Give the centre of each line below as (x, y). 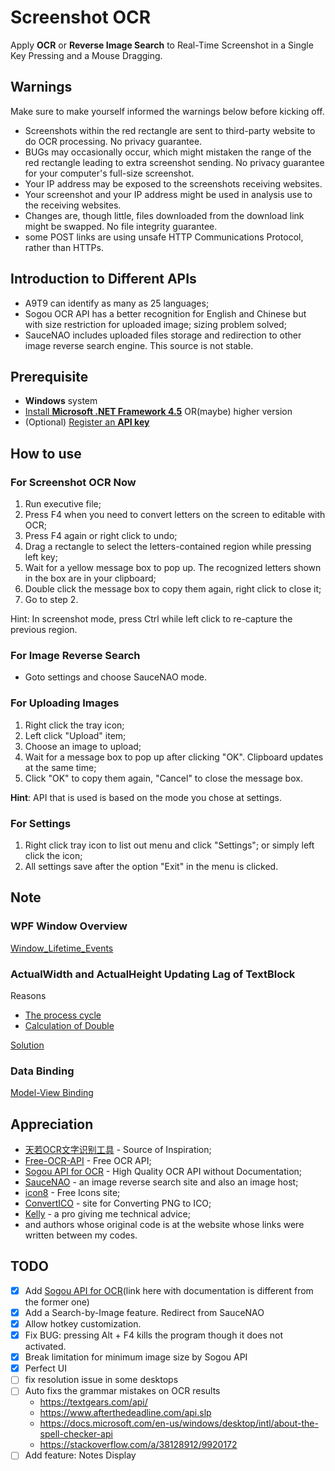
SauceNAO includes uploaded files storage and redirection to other (163, 335)
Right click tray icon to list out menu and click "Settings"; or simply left (169, 845)
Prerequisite (49, 376)
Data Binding (42, 1071)
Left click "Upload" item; (75, 735)
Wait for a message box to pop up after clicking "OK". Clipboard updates (174, 757)
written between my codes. (81, 1235)
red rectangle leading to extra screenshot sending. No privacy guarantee (174, 162)
